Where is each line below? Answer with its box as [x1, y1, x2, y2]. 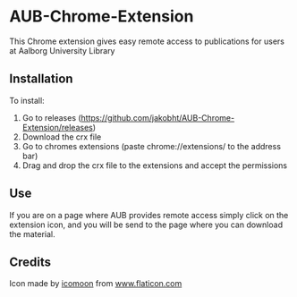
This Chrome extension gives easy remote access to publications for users [9, 36, 284, 47]
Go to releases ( [21, 112, 82, 123]
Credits [9, 254, 52, 269]
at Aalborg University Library [9, 45, 115, 55]
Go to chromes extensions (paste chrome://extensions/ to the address [21, 140, 282, 151]
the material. [9, 228, 55, 239]
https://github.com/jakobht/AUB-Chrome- [81, 112, 235, 123]
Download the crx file [21, 132, 102, 142]
